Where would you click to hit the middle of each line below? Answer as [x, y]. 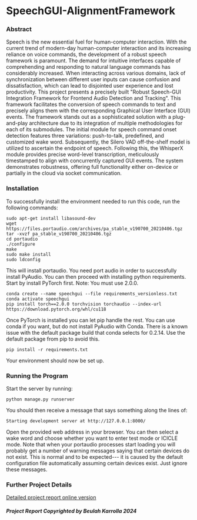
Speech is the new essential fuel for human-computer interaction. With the [96, 42]
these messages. [27, 469]
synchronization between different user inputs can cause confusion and [93, 79]
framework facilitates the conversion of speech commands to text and [91, 105]
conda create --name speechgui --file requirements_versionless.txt [92, 294]
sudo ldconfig [24, 259]
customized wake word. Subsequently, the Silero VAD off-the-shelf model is [98, 142]
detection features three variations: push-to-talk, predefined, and [85, 136]
